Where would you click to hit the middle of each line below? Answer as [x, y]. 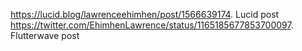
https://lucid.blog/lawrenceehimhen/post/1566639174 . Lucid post [145, 14]
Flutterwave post [45, 35]
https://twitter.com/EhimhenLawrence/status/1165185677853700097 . [152, 25]
